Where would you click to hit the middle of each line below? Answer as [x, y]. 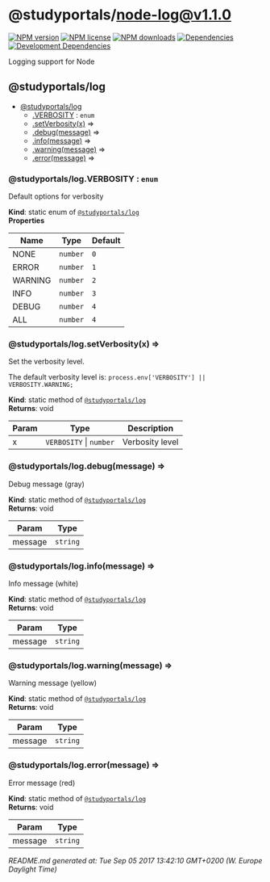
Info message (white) [44, 583]
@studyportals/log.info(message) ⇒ [82, 565]
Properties [27, 220]
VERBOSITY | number [80, 442]
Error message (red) [42, 783]
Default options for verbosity [56, 196]
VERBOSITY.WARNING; [41, 385]
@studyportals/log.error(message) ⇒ [84, 765]
